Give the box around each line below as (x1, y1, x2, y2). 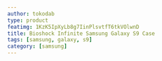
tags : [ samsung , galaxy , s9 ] (7, 36, 93, 43)
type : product (7, 17, 49, 24)
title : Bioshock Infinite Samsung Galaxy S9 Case (7, 29, 156, 37)
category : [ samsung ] (7, 43, 68, 50)
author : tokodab (7, 10, 55, 18)
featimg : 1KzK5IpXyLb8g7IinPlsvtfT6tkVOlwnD (7, 23, 140, 30)
